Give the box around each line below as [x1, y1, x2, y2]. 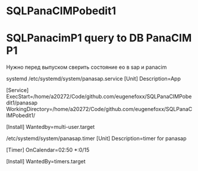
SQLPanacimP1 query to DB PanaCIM [6, 31, 192, 45]
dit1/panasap [6, 99, 37, 106]
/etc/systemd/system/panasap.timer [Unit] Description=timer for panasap [6, 135, 187, 142]
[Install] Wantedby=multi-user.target [6, 123, 95, 131]
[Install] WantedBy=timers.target [6, 158, 86, 165]
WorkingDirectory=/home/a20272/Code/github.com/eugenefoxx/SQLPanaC [6, 106, 193, 113]
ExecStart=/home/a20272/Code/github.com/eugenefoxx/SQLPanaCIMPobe [6, 93, 192, 100]
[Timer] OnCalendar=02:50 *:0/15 [6, 147, 90, 154]
